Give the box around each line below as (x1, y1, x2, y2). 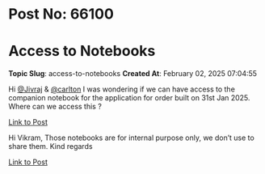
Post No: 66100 (8, 5, 115, 23)
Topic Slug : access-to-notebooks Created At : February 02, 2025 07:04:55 (8, 69, 257, 79)
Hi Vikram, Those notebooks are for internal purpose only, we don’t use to (8, 133, 254, 142)
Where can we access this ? (8, 102, 103, 112)
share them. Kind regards (8, 142, 93, 151)
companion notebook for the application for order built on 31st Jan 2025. (8, 93, 250, 103)
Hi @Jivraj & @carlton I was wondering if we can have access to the (8, 84, 236, 94)
